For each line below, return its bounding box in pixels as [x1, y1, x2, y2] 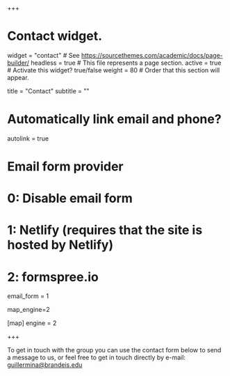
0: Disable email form [7, 191, 133, 206]
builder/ [7, 58, 30, 67]
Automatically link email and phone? [7, 111, 222, 127]
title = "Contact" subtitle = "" [7, 86, 90, 95]
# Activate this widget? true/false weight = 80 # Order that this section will [7, 65, 220, 74]
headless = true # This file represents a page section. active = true [31, 58, 222, 67]
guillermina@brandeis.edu [7, 361, 83, 369]
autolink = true [7, 134, 49, 143]
